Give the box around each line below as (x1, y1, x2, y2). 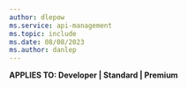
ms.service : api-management (9, 21, 113, 30)
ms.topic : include (9, 29, 77, 38)
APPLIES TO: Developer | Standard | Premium (9, 70, 178, 80)
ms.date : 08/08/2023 (9, 37, 86, 47)
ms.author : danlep (9, 46, 77, 55)
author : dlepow (9, 12, 65, 22)
